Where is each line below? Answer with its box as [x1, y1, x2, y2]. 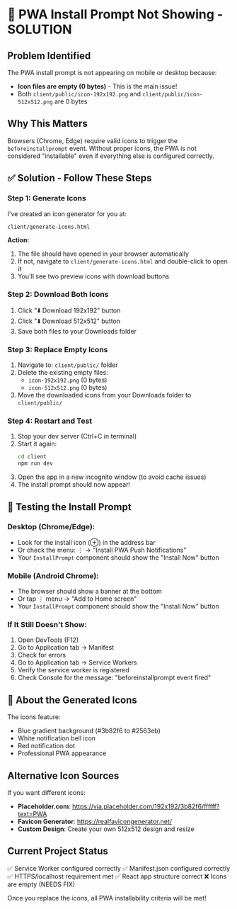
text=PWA [17, 810, 47, 818]
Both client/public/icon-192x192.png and [17, 90, 141, 98]
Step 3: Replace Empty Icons [7, 344, 108, 354]
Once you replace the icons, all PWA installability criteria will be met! [7, 893, 207, 902]
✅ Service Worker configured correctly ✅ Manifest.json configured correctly [7, 864, 231, 872]
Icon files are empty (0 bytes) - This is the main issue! [17, 82, 178, 91]
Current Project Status [7, 845, 108, 857]
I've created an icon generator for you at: [7, 209, 127, 218]
